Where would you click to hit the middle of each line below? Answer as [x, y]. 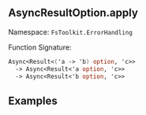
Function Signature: [40, 47]
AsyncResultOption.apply [73, 13]
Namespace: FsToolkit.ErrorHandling [70, 32]
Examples [33, 100]
